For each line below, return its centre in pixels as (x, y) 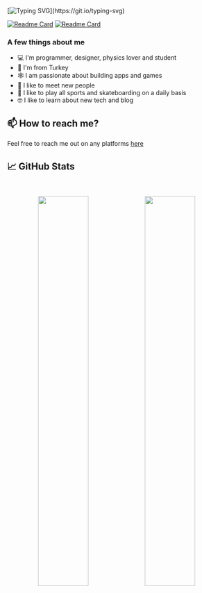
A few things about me (46, 42)
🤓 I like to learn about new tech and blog (75, 100)
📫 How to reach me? (53, 123)
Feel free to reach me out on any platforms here (75, 144)
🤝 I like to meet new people (56, 85)
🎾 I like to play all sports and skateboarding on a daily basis (102, 93)
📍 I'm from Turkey (43, 68)
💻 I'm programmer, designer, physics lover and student (97, 58)
